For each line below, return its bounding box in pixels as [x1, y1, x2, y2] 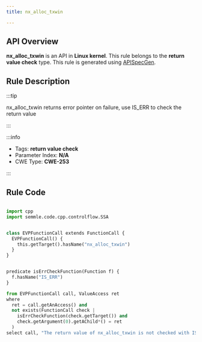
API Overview [6, 37, 59, 47]
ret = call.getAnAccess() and [11, 302, 87, 308]
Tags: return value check [14, 145, 79, 152]
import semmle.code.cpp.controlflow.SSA [6, 214, 109, 220]
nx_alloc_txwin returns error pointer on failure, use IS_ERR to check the [6, 104, 182, 111]
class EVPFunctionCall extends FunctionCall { [6, 230, 125, 236]
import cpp [6, 208, 34, 214]
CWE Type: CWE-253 [14, 158, 70, 166]
